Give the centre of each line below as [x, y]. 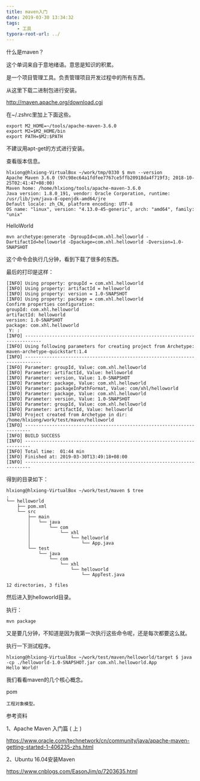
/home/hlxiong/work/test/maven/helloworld [60, 420]
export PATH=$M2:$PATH [35, 137]
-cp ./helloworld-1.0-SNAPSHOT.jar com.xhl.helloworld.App [82, 663]
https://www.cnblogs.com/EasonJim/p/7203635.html [72, 771]
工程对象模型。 [22, 704]
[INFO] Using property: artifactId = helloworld [68, 289]
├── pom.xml [32, 506]
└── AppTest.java [103, 575]
